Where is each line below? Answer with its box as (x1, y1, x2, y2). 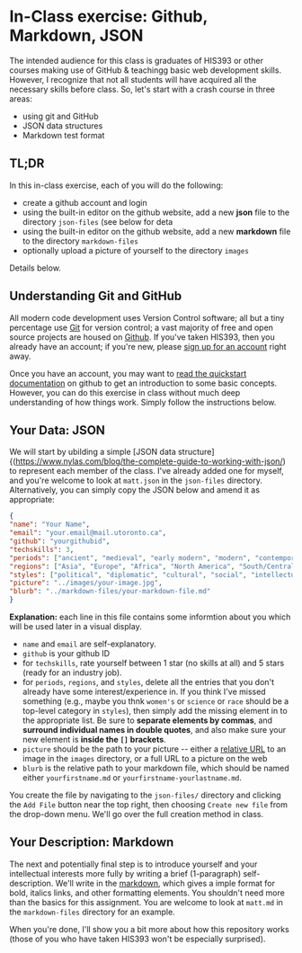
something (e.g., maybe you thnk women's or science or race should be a (22, 696, 289, 707)
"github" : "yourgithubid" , (9, 537, 111, 546)
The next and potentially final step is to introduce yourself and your (9, 859, 258, 869)
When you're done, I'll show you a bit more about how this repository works (9, 923, 289, 934)
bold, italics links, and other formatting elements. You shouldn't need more (9, 887, 285, 898)
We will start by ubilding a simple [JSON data (9, 447, 177, 458)
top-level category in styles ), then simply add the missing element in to (22, 706, 288, 716)
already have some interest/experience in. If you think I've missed (22, 686, 267, 697)
